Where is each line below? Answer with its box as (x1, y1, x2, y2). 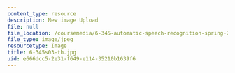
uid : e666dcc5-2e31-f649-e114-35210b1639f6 (7, 56, 136, 63)
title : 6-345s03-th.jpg (7, 49, 77, 56)
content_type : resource (7, 10, 77, 17)
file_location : (7, 29, 52, 37)
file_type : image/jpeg (7, 36, 73, 43)
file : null (7, 23, 39, 30)
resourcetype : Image (7, 42, 68, 49)
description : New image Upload (7, 17, 99, 24)
